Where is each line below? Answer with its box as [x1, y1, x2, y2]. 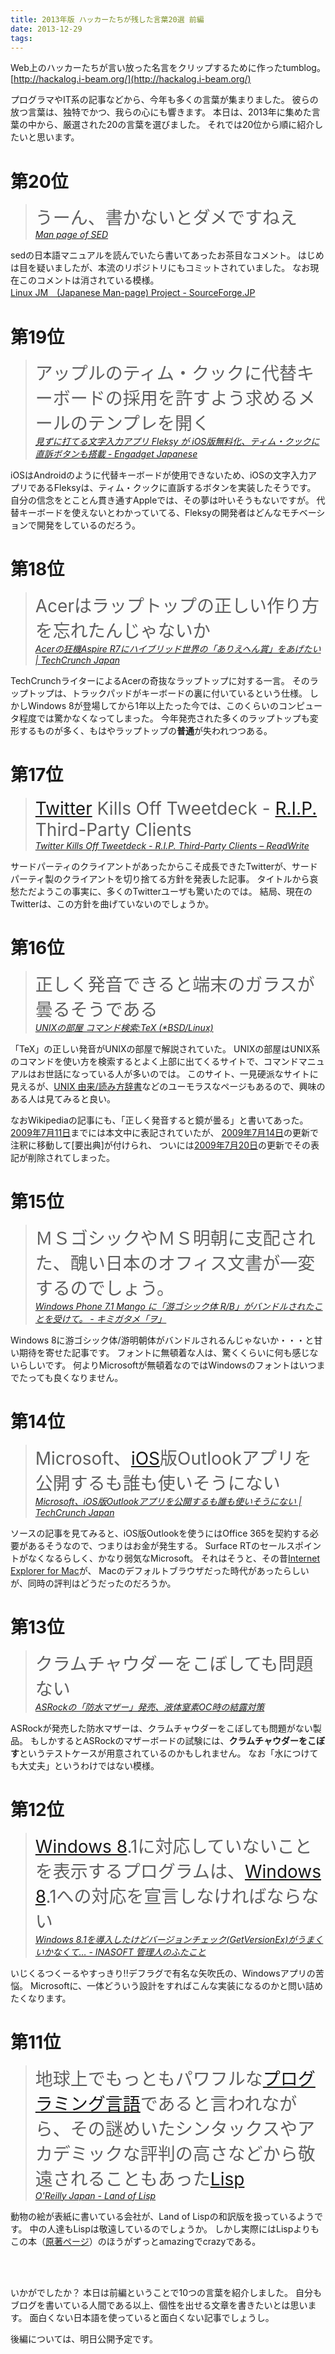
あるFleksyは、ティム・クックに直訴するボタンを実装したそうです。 [36, 482, 317, 494]
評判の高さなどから [139, 2142, 298, 2165]
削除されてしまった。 [27, 1152, 116, 1164]
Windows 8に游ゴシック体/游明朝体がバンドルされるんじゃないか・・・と [10, 1334, 315, 1346]
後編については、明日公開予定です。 [10, 2332, 158, 2345]
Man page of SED [34, 229, 109, 241]
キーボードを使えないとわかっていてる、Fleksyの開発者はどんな [18, 507, 282, 519]
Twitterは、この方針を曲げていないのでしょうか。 [10, 898, 215, 910]
